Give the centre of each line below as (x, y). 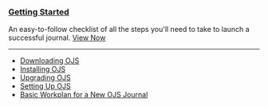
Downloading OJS (49, 61)
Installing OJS (43, 69)
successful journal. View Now (57, 38)
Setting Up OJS (45, 86)
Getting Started (39, 12)
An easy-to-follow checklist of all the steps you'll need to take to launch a (129, 30)
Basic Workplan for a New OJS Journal (84, 95)
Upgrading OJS (45, 77)
